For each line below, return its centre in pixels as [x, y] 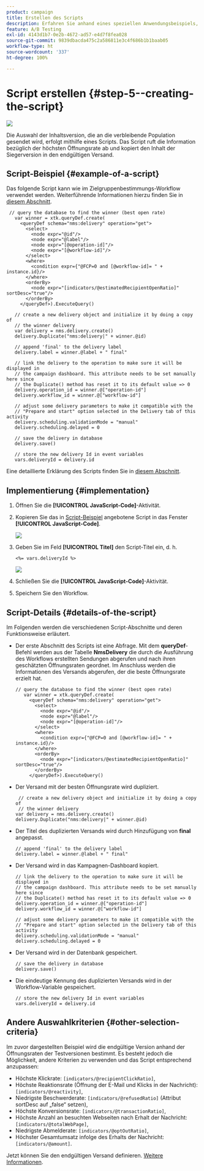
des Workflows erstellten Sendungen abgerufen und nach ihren [95, 659]
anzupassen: [22, 1066]
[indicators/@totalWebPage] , [52, 1124]
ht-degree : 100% [27, 58]
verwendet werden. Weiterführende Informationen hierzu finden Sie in [95, 195]
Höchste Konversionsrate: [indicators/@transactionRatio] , [91, 1111]
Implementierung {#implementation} [78, 491]
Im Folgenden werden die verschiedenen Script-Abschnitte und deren [94, 627]
